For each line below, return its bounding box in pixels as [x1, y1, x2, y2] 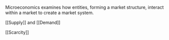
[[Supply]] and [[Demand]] [5, 20, 61, 25]
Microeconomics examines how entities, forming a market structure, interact [5, 5, 164, 10]
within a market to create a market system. [5, 10, 94, 16]
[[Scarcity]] [5, 29, 29, 35]
